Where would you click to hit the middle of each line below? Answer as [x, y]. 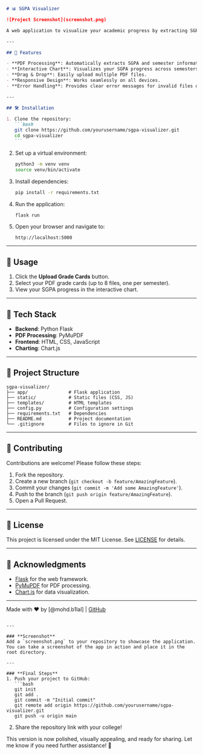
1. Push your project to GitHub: [48, 679]
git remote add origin [43, 706]
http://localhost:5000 [43, 238]
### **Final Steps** [32, 674]
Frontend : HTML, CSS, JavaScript [57, 342]
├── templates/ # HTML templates [59, 403]
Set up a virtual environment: [51, 153]
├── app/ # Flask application [63, 392]
